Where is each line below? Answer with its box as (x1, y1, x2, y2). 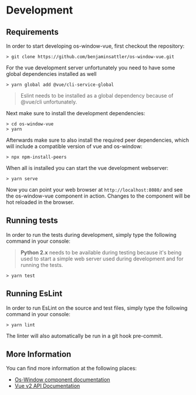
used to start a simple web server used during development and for (20, 255, 184, 262)
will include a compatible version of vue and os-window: (6, 143, 143, 150)
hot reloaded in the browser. (6, 199, 75, 206)
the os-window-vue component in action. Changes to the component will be (6, 192, 191, 199)
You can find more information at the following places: (6, 365, 137, 372)
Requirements (6, 27, 59, 37)
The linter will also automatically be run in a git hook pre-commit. (6, 332, 163, 339)
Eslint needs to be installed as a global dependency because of (20, 92, 174, 99)
